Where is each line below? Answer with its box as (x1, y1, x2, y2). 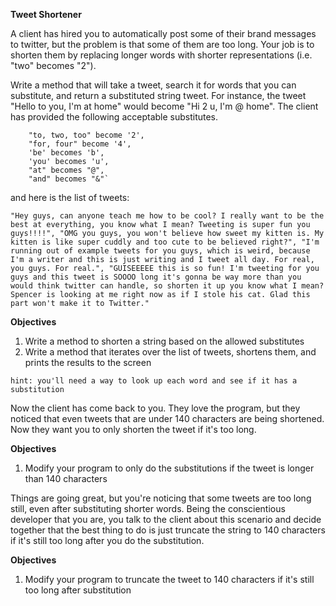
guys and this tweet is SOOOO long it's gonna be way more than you (10, 272, 302, 282)
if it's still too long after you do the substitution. (10, 535, 205, 546)
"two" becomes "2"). (10, 60, 97, 71)
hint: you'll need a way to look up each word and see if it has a (10, 376, 298, 386)
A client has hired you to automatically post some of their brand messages (10, 28, 317, 39)
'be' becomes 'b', (28, 148, 105, 158)
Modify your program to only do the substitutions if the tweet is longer (24, 462, 315, 474)
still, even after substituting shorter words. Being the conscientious (10, 503, 286, 514)
